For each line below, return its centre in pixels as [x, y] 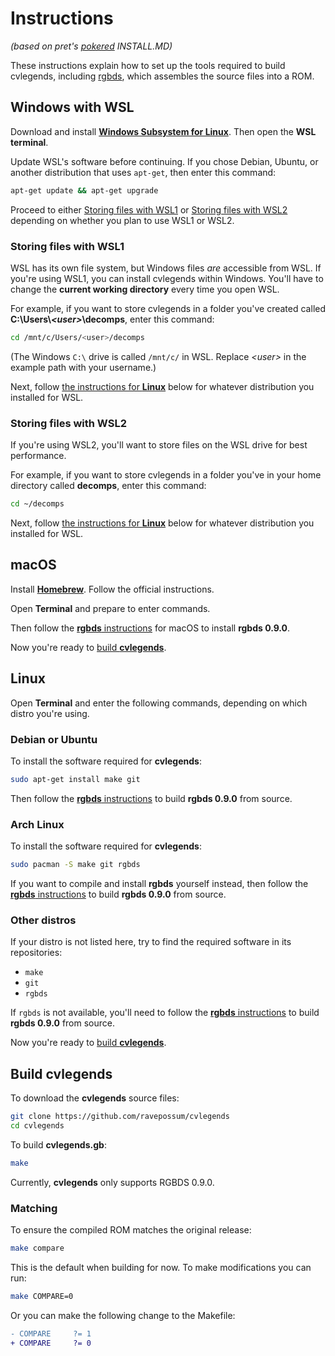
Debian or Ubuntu [54, 739]
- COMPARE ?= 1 [51, 1333]
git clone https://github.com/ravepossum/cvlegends [120, 1117]
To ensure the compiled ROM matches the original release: [131, 1229]
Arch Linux [37, 824]
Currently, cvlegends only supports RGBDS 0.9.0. [112, 1182]
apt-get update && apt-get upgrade [84, 190]
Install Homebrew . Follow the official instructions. [112, 589]
